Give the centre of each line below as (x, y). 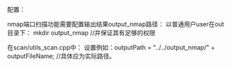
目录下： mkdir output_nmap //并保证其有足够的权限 (82, 33)
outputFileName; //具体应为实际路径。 (61, 56)
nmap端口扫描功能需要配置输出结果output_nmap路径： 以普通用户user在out (115, 24)
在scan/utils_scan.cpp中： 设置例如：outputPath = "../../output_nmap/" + (111, 47)
